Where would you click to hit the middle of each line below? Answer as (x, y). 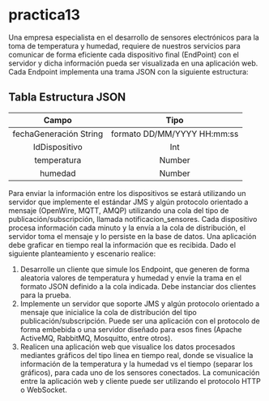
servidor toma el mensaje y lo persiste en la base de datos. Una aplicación (132, 236)
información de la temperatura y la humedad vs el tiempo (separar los (137, 364)
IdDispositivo (58, 147)
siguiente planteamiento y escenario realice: (82, 254)
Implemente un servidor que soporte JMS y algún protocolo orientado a (140, 303)
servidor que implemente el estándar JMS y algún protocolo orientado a (128, 202)
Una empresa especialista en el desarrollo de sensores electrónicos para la (134, 37)
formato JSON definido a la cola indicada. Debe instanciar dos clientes (138, 286)
